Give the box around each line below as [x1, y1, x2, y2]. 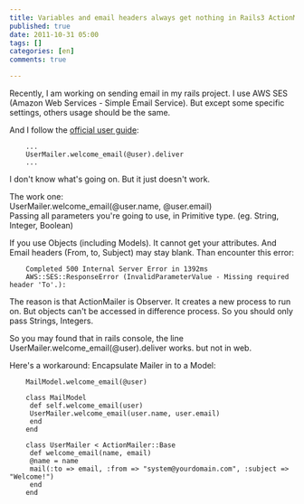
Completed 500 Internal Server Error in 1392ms [25, 265, 208, 274]
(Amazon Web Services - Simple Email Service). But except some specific [9, 98, 285, 108]
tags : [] [9, 38, 43, 48]
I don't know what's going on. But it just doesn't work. [9, 173, 211, 184]
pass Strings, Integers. [9, 315, 93, 326]
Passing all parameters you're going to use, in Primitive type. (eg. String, [9, 210, 280, 221]
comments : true [9, 55, 67, 64]
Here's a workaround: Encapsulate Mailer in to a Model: [9, 360, 216, 370]
